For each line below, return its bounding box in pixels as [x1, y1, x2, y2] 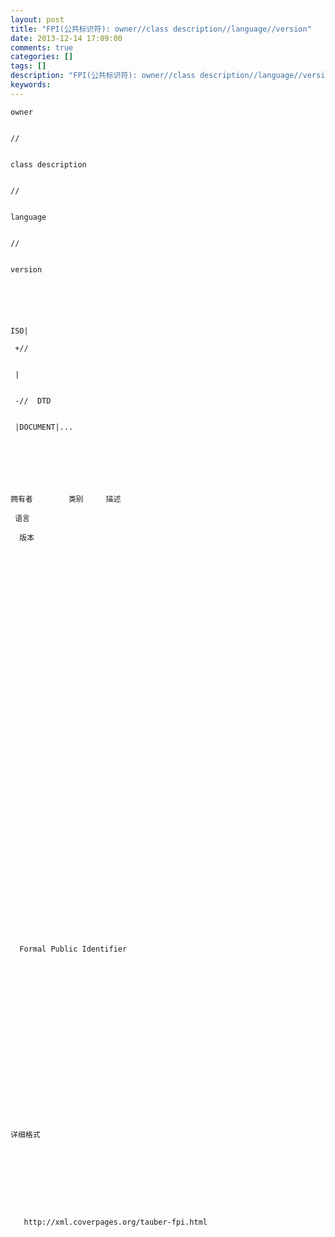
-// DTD [14, 396, 52, 406]
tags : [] [10, 61, 47, 71]
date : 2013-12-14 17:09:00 [10, 33, 123, 43]
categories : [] [10, 52, 74, 62]
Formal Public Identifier [19, 944, 128, 954]
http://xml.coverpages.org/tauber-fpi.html [23, 1217, 208, 1227]
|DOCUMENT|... [14, 422, 74, 432]
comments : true [10, 42, 74, 53]
